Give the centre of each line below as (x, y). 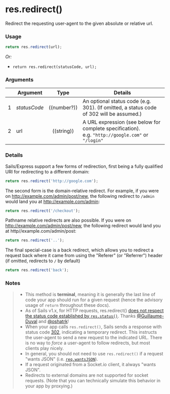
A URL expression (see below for (122, 122)
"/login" (93, 141)
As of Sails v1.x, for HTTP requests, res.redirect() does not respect (94, 310)
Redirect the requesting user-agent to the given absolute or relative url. (79, 23)
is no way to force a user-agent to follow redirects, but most (88, 343)
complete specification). (112, 129)
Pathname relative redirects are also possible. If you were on (68, 220)
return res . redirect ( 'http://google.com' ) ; (52, 181)
